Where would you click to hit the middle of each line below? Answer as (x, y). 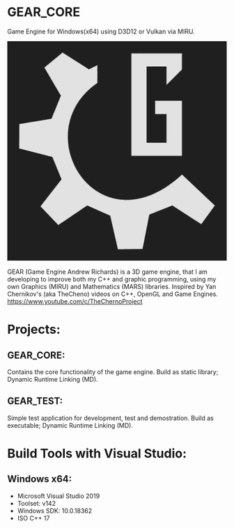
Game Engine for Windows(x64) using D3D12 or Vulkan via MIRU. (101, 31)
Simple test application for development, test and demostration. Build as (111, 418)
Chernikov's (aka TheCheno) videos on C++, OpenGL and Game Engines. (112, 294)
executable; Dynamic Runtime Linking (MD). (70, 425)
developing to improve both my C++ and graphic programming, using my (112, 279)
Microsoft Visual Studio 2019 (58, 496)
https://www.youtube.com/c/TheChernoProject (75, 301)
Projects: (34, 330)
